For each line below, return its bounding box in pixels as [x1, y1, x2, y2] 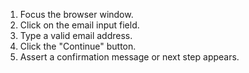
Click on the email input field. [19, 19, 140, 31]
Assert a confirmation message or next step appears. [19, 51, 240, 63]
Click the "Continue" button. [19, 40, 137, 52]
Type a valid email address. [19, 30, 133, 41]
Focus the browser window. [19, 9, 134, 20]
